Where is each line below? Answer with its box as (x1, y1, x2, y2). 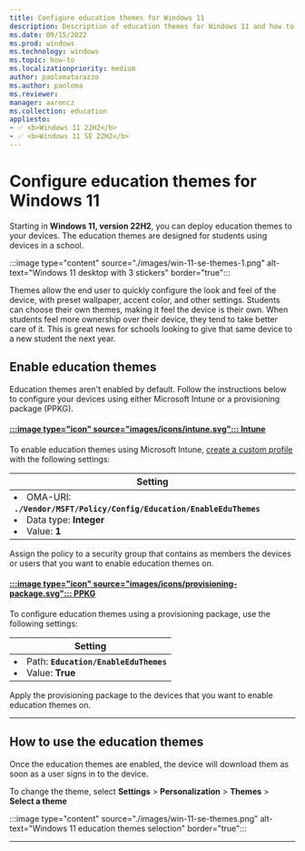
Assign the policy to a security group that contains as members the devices (9, 548, 292, 559)
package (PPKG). (9, 402, 74, 414)
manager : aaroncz (9, 97, 75, 107)
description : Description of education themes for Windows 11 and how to (9, 22, 295, 31)
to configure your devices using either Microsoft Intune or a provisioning (9, 393, 280, 404)
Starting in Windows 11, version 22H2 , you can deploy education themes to (9, 220, 292, 231)
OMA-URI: (26, 491, 72, 503)
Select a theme (9, 795, 68, 806)
